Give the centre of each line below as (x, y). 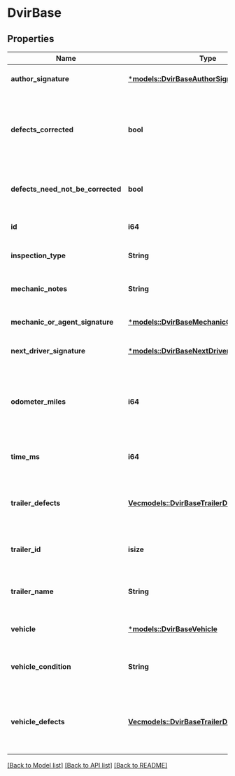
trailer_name (32, 591)
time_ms (26, 457)
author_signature (40, 79)
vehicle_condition (41, 666)
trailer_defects (36, 503)
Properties (31, 39)
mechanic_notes (39, 289)
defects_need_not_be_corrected (66, 189)
